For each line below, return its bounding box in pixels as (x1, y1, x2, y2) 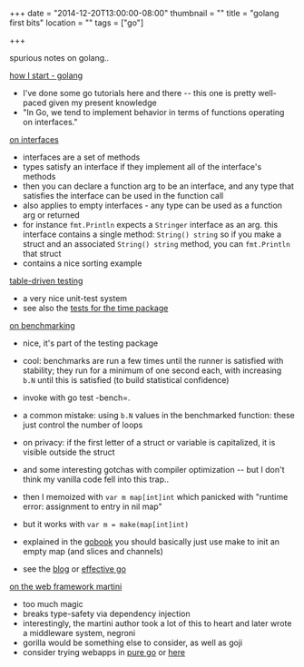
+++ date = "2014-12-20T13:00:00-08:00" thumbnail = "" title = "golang (9, 8, 279, 18)
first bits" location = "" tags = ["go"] (9, 17, 143, 28)
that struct (22, 249, 62, 259)
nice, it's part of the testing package (22, 338, 159, 348)
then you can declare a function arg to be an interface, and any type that (22, 181, 295, 191)
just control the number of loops (22, 419, 143, 430)
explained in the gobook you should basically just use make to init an (22, 536, 279, 547)
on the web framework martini (9, 581, 123, 592)
